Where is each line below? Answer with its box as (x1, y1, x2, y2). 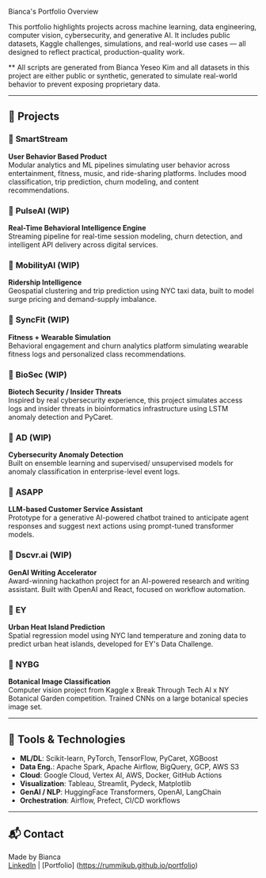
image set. (8, 702, 43, 712)
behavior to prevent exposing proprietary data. (8, 79, 161, 89)
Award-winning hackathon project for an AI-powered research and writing (8, 576, 249, 586)
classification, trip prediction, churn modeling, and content (8, 177, 199, 186)
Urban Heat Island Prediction (8, 622, 105, 632)
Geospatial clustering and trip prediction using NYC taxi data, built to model (8, 286, 255, 296)
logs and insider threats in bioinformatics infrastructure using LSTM (8, 403, 229, 413)
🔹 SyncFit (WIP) (8, 315, 70, 326)
